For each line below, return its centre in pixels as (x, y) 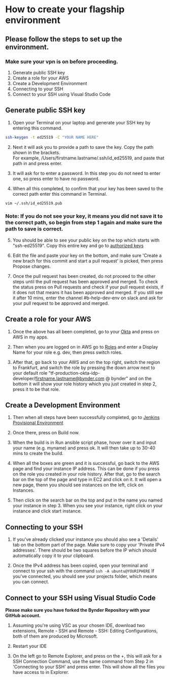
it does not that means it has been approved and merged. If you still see (88, 292)
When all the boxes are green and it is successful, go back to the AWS (86, 463)
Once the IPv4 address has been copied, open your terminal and (80, 566)
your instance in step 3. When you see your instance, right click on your (88, 506)
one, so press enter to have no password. (56, 178)
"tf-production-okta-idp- (74, 373)
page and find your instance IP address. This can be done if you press (86, 469)
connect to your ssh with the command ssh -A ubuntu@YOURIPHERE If (83, 571)
